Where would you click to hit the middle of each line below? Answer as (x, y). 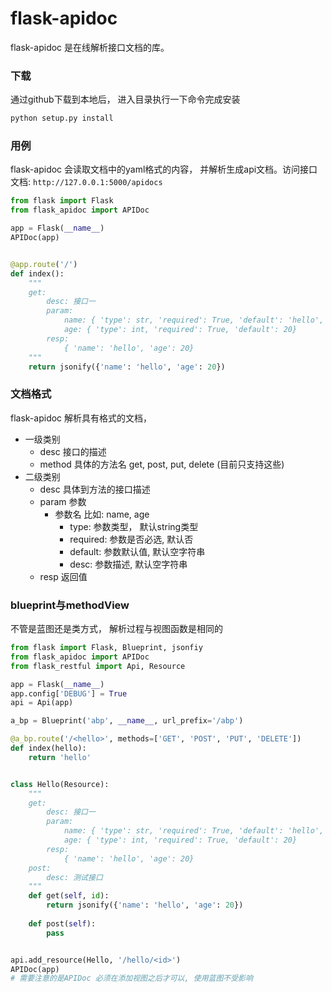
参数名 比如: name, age (102, 514)
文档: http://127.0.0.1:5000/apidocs (86, 182)
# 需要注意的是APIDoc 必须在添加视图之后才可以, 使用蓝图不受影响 (131, 978)
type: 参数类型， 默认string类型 (134, 526)
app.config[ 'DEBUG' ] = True (69, 693)
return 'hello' (60, 757)
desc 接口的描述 (73, 451)
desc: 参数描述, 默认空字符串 (128, 564)
